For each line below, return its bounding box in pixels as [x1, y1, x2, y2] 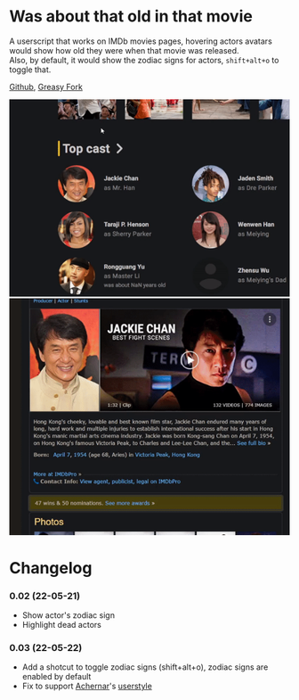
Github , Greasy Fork [9, 81, 83, 92]
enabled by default [21, 671, 92, 682]
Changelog [9, 557, 93, 578]
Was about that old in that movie [9, 6, 254, 27]
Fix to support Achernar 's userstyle [21, 680, 153, 692]
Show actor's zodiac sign [21, 610, 116, 621]
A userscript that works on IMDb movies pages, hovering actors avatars [9, 36, 273, 46]
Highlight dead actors [21, 620, 102, 630]
